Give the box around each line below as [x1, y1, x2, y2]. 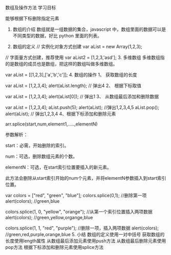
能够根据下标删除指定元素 [5, 15, 59, 22]
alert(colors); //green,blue [5, 198, 60, 204]
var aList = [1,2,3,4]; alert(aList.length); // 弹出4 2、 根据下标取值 [5, 82, 142, 89]
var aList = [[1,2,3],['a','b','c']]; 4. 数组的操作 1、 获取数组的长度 [5, 72, 137, 78]
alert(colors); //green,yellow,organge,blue [5, 215, 93, 220]
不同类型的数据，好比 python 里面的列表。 [12, 33, 102, 38]
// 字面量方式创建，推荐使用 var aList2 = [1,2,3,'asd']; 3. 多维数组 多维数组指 [5, 54, 165, 60]
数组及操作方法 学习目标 [5, 5, 56, 10]
